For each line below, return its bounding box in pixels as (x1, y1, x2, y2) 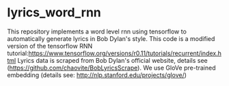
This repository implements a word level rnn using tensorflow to (7, 27, 187, 35)
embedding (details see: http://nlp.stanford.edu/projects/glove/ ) (7, 70, 187, 79)
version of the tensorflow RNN (7, 42, 93, 50)
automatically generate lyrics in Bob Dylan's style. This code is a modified (7, 34, 215, 42)
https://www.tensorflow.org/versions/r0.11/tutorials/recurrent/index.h (28, 49, 222, 57)
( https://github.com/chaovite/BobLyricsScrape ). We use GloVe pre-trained (7, 63, 216, 72)
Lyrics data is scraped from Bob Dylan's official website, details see (17, 56, 208, 64)
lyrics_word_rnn (7, 5, 101, 20)
